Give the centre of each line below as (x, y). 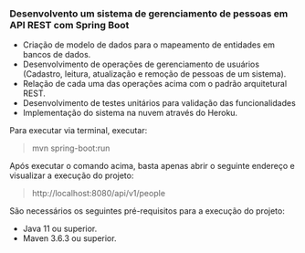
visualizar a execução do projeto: (72, 175)
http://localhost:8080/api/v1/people (99, 194)
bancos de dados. (57, 55)
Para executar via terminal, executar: (79, 131)
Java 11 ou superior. (60, 229)
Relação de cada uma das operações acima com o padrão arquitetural (155, 84)
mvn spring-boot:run (71, 148)
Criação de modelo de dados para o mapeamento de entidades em (149, 45)
